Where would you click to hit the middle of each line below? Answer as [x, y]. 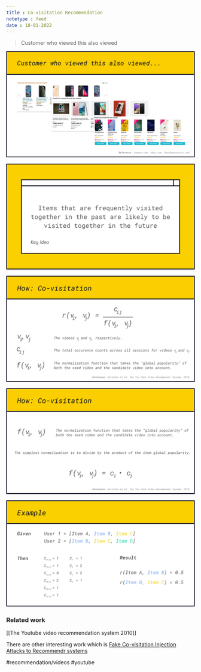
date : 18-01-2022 [29, 25]
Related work [26, 620]
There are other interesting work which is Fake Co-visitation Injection [91, 644]
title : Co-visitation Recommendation [54, 13]
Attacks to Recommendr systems [47, 651]
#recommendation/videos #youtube [50, 662]
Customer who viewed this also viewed [69, 43]
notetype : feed [26, 19]
